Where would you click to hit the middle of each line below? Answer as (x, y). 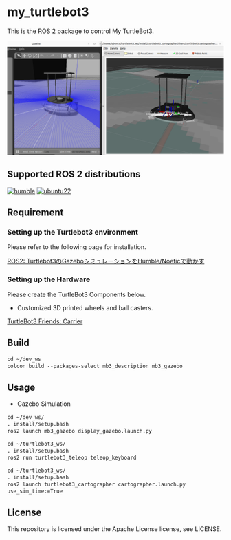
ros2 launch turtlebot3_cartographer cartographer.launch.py (97, 485)
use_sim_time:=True (35, 492)
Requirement (35, 212)
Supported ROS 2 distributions (74, 174)
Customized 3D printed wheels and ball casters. (85, 307)
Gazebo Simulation (44, 404)
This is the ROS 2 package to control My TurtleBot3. (81, 31)
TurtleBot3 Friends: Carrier (45, 321)
